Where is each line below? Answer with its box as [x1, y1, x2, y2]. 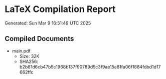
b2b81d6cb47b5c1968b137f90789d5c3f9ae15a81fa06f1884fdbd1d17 [19, 63, 161, 69]
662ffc [19, 69, 34, 75]
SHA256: [19, 58, 39, 64]
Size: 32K [19, 53, 40, 59]
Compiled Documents [5, 34, 74, 43]
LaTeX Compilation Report [5, 3, 116, 15]
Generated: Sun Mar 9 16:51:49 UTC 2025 [5, 20, 91, 26]
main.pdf [12, 47, 31, 53]
